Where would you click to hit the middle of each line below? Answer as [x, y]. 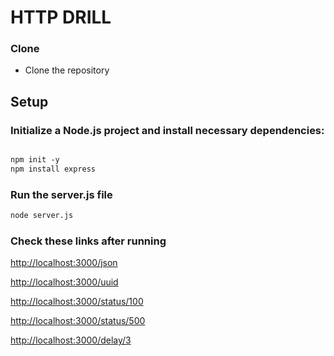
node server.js [42, 216]
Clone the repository [67, 70]
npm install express [53, 169]
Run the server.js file [61, 194]
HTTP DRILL [61, 17]
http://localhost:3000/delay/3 [71, 340]
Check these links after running [88, 241]
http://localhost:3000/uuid [64, 282]
